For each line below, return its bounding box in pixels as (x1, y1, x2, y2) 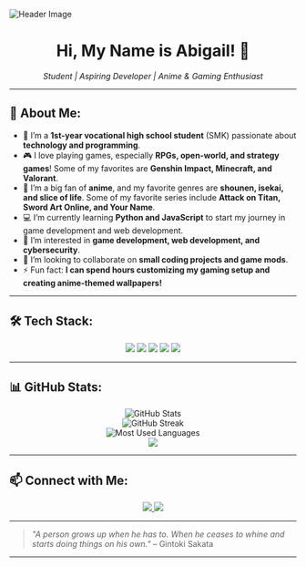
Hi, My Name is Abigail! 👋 (56, 41, 250, 61)
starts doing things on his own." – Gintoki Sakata (31, 539, 214, 550)
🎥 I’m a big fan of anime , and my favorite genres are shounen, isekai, (22, 182, 284, 193)
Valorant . (22, 172, 59, 183)
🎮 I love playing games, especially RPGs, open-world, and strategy (22, 149, 280, 160)
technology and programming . (22, 139, 141, 150)
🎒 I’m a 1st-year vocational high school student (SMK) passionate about (22, 129, 297, 140)
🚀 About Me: (9, 106, 82, 121)
